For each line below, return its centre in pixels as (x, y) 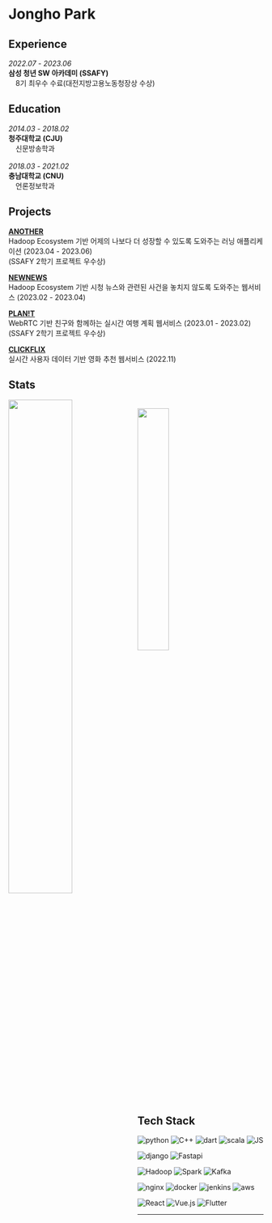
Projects (30, 212)
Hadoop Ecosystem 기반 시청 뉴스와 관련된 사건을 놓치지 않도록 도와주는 (124, 287)
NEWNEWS (28, 277)
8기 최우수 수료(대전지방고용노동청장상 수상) (85, 83)
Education (35, 109)
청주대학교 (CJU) (36, 138)
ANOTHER (26, 231)
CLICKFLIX (27, 349)
